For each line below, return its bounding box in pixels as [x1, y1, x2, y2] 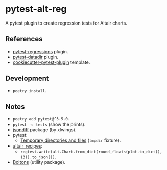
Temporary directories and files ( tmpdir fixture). [20, 137, 121, 143]
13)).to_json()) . [20, 154, 57, 160]
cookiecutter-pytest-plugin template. [12, 59, 90, 65]
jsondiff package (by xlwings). [12, 127, 77, 133]
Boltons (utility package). [12, 159, 66, 165]
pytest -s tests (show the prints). [12, 121, 86, 128]
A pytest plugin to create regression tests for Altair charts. [5, 20, 128, 26]
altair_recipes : [12, 143, 43, 149]
